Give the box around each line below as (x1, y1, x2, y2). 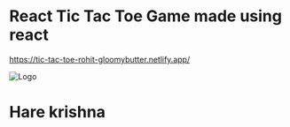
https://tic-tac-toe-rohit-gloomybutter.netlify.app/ (9, 54, 191, 64)
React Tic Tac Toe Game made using (9, 6, 282, 26)
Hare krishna (9, 102, 106, 123)
